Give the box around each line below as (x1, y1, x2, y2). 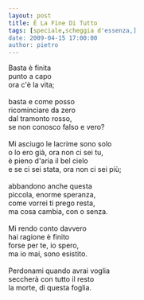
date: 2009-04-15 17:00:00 (8, 33, 98, 42)
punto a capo (8, 72, 52, 81)
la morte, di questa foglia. (8, 283, 92, 293)
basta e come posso (8, 97, 76, 107)
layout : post (8, 11, 52, 20)
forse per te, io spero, (8, 240, 80, 251)
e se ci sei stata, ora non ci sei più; (8, 165, 122, 174)
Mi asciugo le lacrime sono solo (8, 139, 112, 149)
